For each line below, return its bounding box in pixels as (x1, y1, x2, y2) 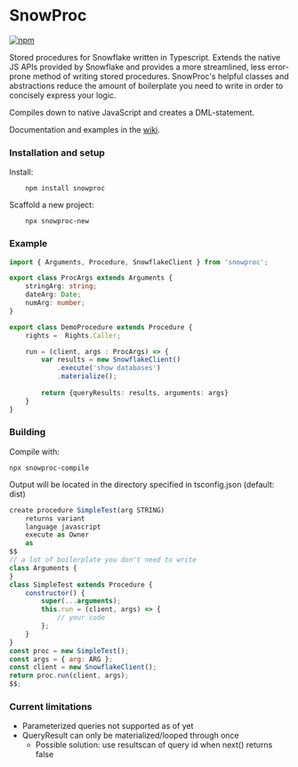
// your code (56, 613, 105, 623)
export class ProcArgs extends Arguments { (9, 273, 173, 283)
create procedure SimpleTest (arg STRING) (9, 505, 165, 514)
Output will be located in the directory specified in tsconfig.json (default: (9, 479, 275, 489)
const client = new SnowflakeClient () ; (9, 663, 157, 672)
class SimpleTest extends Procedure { (9, 580, 153, 589)
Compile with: (9, 446, 60, 456)
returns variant (25, 513, 86, 523)
